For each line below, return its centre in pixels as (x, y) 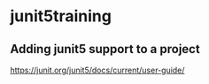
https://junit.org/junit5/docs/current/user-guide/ (97, 70)
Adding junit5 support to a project (105, 49)
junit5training (61, 16)
